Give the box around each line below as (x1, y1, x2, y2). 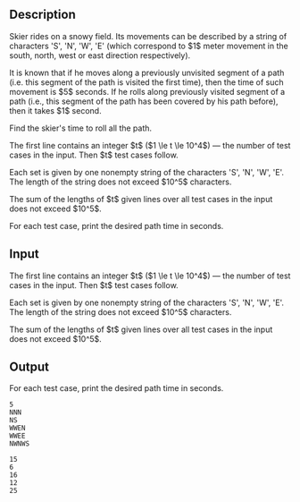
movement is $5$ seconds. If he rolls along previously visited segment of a (9, 86, 286, 97)
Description (9, 7, 76, 22)
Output (9, 360, 49, 375)
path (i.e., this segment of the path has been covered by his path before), (9, 96, 279, 106)
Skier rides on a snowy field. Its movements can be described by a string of (9, 30, 287, 41)
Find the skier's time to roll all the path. (9, 123, 153, 133)
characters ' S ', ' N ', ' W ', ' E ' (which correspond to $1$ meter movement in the (9, 40, 288, 51)
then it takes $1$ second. (9, 105, 102, 115)
